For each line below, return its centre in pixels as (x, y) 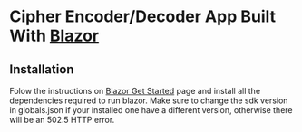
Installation (42, 69)
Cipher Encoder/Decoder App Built (143, 17)
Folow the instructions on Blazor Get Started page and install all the (135, 91)
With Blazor (54, 36)
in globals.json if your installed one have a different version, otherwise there (151, 110)
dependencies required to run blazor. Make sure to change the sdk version (149, 100)
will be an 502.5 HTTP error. (62, 120)
